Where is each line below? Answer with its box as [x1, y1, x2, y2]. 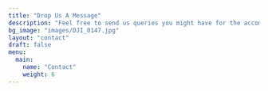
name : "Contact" [22, 63, 77, 71]
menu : [8, 48, 26, 56]
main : [15, 56, 34, 64]
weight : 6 [22, 70, 56, 78]
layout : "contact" [8, 33, 69, 42]
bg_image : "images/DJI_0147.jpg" [8, 26, 120, 34]
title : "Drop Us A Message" [8, 11, 102, 20]
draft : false [8, 41, 52, 49]
